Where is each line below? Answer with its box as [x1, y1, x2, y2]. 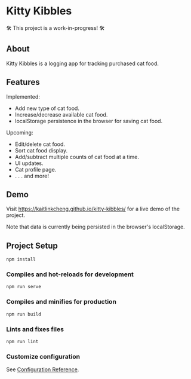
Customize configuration [6, 353, 81, 360]
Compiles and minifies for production [6, 298, 116, 306]
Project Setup [6, 240, 58, 250]
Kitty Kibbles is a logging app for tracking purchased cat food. [6, 60, 159, 67]
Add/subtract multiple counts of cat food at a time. [14, 153, 139, 160]
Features [6, 77, 40, 87]
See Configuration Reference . [6, 366, 79, 373]
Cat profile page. [14, 166, 57, 173]
